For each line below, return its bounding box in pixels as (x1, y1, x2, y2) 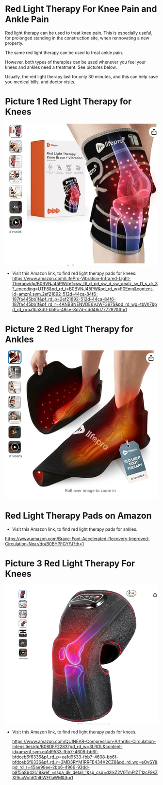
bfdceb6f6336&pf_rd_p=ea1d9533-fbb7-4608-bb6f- (12, 754, 118, 760)
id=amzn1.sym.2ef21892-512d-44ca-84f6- (12, 291, 98, 297)
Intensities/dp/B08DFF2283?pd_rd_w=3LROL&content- (12, 744, 123, 749)
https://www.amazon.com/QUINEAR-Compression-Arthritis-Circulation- (12, 739, 156, 745)
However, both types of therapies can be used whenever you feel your (5, 59, 146, 65)
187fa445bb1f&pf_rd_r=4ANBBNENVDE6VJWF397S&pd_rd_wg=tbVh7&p (12, 301, 157, 307)
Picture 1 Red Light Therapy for (5, 96, 132, 107)
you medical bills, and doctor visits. (5, 79, 76, 85)
